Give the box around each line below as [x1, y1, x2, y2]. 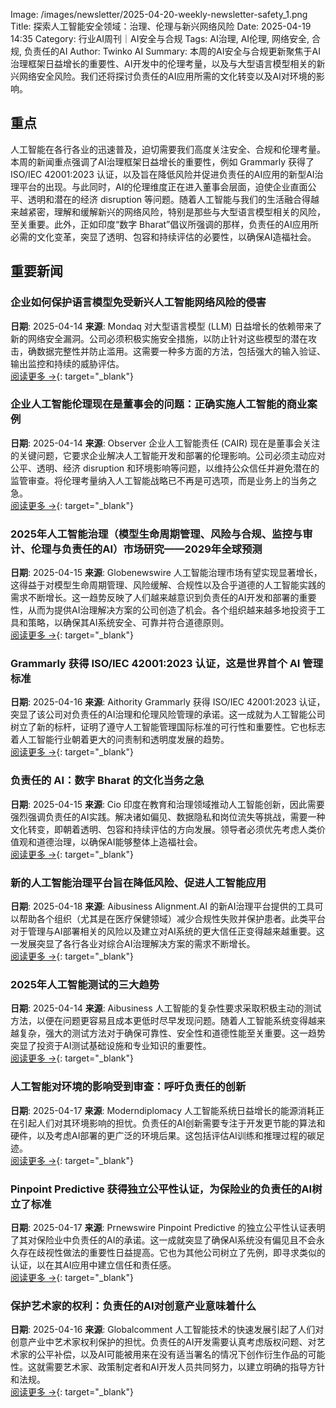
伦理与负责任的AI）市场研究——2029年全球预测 [30, 542, 263, 556]
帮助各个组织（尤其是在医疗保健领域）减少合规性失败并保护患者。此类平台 [18, 912, 326, 924]
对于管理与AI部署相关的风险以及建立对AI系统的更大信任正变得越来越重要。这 [10, 925, 325, 937]
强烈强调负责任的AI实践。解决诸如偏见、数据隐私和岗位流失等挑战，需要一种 [10, 810, 326, 823]
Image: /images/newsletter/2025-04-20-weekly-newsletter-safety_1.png [10, 9, 308, 20]
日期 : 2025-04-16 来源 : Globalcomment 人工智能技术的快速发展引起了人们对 [10, 1324, 325, 1336]
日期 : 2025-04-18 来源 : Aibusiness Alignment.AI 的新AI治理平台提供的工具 [10, 900, 315, 912]
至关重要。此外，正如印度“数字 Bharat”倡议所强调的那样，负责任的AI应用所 [10, 218, 319, 230]
